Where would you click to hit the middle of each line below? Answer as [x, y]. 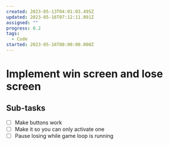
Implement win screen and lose [84, 74]
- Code [20, 39]
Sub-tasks [26, 108]
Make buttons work [38, 123]
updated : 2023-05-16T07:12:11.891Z [50, 17]
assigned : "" [22, 22]
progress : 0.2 [24, 28]
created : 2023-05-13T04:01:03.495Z [50, 12]
